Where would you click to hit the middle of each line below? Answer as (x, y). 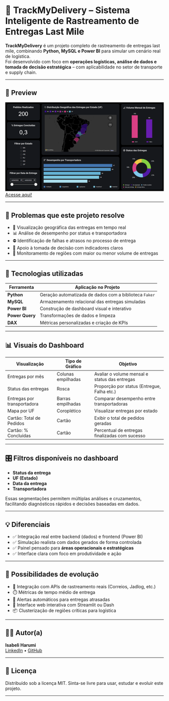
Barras (64, 399)
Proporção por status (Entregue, (128, 386)
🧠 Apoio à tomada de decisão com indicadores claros (68, 248)
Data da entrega (29, 484)
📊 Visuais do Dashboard (45, 345)
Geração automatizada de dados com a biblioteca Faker (97, 294)
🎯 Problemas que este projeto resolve (65, 215)
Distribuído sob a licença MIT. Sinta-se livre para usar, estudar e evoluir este (84, 683)
